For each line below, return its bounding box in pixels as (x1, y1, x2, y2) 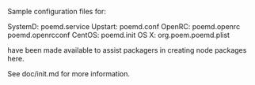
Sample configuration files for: (7, 7, 106, 16)
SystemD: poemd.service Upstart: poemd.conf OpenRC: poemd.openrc (7, 22, 241, 31)
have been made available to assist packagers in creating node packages (7, 46, 247, 54)
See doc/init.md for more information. (7, 69, 130, 78)
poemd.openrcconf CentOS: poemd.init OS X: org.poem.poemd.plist (7, 31, 230, 39)
